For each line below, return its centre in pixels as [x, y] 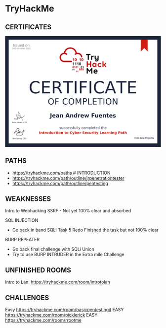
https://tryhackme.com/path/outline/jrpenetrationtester [68, 178]
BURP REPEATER [22, 240]
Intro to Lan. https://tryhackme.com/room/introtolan [58, 282]
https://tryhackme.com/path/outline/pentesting [60, 183]
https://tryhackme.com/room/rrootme [43, 320]
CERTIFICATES [28, 27]
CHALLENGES [27, 297]
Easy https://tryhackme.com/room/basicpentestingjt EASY [64, 309]
